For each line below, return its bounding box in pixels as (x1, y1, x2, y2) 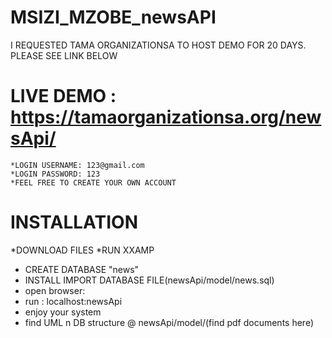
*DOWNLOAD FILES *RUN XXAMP (10, 244, 155, 256)
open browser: (24, 284, 86, 296)
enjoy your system (24, 306, 102, 318)
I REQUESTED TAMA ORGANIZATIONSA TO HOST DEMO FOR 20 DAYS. (10, 39, 307, 51)
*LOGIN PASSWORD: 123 (10, 169, 101, 179)
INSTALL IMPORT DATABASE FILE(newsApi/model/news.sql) (24, 274, 275, 286)
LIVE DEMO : (10, 85, 117, 108)
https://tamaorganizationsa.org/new (10, 106, 322, 129)
